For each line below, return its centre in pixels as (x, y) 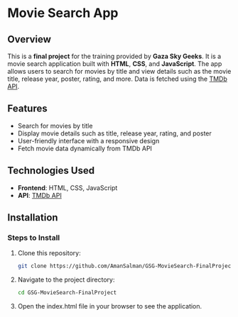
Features (27, 109)
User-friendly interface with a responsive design (88, 140)
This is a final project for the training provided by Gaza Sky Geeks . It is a (114, 56)
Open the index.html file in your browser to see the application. (110, 306)
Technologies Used (51, 171)
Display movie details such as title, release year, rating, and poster (114, 133)
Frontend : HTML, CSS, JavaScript (67, 188)
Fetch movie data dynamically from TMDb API (85, 148)
